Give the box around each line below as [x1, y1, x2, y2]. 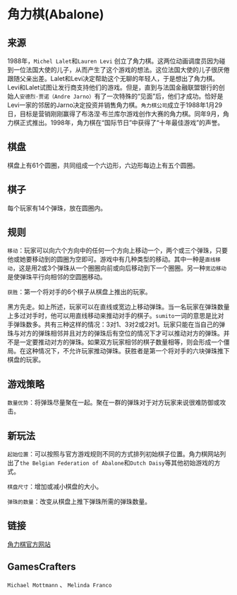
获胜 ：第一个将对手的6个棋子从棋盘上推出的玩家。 [7, 288, 152, 296]
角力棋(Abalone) [7, 6, 104, 23]
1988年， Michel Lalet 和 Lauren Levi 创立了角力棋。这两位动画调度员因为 [7, 57, 220, 65]
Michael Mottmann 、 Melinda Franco [7, 580, 112, 589]
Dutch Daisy [130, 460, 165, 467]
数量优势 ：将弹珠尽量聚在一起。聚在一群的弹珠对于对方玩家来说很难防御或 [7, 398, 220, 407]
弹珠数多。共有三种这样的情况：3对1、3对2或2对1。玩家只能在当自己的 [13, 320, 219, 329]
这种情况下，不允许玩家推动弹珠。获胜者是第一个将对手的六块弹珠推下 [25, 347, 230, 355]
